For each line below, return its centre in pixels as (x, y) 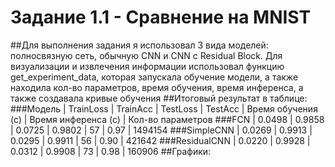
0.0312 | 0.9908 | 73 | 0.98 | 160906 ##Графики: (111, 151)
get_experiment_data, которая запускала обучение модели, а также (154, 77)
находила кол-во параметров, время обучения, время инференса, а (157, 87)
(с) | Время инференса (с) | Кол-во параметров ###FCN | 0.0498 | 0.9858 (167, 119)
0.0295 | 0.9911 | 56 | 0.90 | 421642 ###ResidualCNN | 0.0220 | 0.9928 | (160, 140)
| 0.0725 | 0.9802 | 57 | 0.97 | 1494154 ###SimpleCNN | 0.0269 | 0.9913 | (161, 130)
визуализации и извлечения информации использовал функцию (147, 66)
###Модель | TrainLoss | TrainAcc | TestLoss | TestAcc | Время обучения (164, 108)
